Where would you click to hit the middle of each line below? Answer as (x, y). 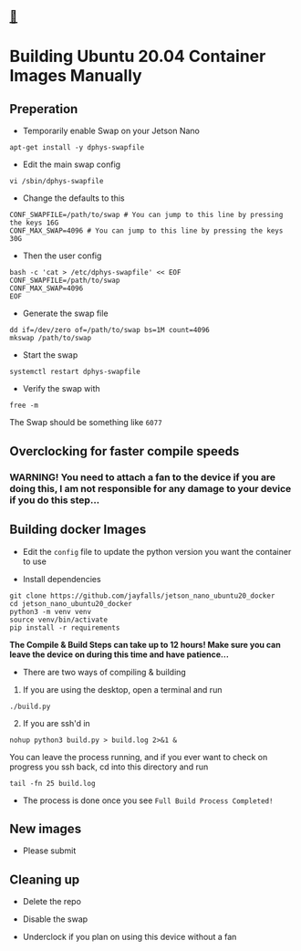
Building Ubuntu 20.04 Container (138, 56)
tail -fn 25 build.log (52, 783)
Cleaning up (45, 879)
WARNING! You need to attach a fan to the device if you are (143, 477)
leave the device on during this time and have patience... (119, 654)
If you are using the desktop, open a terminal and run (122, 689)
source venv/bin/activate (58, 620)
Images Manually (76, 75)
